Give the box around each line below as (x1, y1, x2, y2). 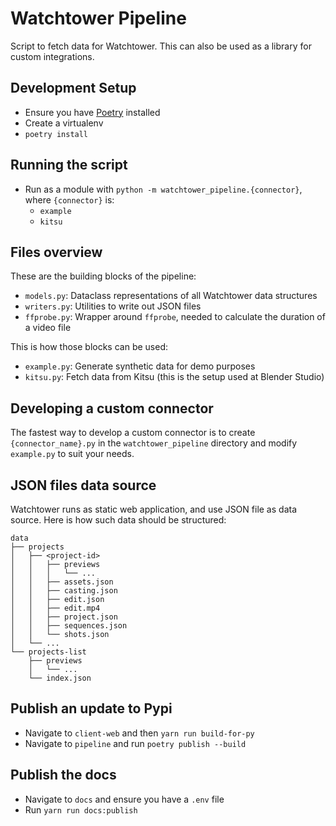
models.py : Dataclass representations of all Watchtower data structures (24, 290, 318, 302)
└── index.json (28, 673, 92, 683)
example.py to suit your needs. (10, 448, 135, 460)
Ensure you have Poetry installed (24, 106, 161, 118)
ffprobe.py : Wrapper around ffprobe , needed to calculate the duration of (24, 311, 326, 323)
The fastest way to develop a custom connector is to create (10, 427, 256, 439)
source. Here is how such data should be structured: (10, 514, 227, 526)
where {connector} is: (24, 193, 115, 206)
